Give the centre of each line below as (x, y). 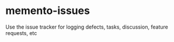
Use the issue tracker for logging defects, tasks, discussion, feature (87, 27)
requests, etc (21, 33)
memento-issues (48, 11)
